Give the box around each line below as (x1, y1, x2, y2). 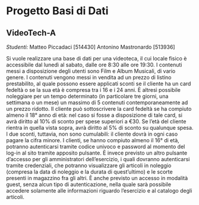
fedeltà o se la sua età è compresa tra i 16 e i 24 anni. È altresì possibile (6, 87, 181, 93)
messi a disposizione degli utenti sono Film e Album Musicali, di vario (6, 68, 176, 75)
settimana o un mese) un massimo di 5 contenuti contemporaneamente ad (6, 99, 188, 106)
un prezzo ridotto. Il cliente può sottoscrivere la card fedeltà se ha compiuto (6, 105, 192, 112)
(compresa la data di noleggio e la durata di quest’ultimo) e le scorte (6, 168, 173, 175)
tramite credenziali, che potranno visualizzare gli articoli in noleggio (6, 162, 172, 169)
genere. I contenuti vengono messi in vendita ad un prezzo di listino (6, 74, 172, 81)
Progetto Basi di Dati (6, 4, 109, 18)
